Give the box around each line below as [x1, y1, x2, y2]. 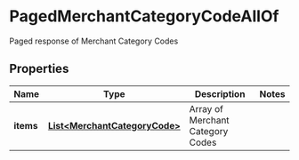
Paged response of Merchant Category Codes [9, 36, 179, 46]
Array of [189, 102, 224, 115]
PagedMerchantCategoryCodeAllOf [9, 6, 279, 27]
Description [194, 87, 246, 100]
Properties [9, 61, 69, 76]
